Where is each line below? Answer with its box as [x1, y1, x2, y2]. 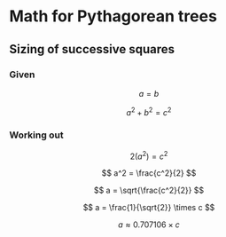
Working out [9, 129, 64, 141]
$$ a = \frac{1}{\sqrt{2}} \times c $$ [82, 202, 215, 213]
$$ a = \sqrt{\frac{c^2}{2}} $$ [93, 185, 205, 196]
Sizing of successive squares [9, 42, 175, 57]
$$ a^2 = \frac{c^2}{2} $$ [101, 168, 197, 178]
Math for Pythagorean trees [9, 6, 217, 27]
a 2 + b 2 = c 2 [126, 105, 172, 117]
